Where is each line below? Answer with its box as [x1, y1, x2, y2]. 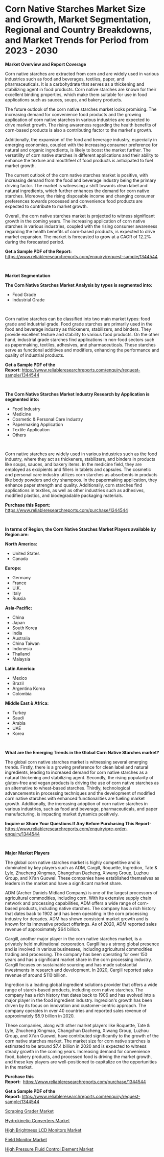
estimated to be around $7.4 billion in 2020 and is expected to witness [5, 1043, 147, 1049]
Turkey [12, 710, 26, 715]
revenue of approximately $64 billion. [5, 926, 81, 932]
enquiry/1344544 [5, 831, 40, 837]
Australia [12, 635, 30, 641]
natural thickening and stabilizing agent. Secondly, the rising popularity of [5, 774, 154, 780]
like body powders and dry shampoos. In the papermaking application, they [5, 477, 158, 483]
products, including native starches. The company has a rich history [19, 905, 156, 911]
